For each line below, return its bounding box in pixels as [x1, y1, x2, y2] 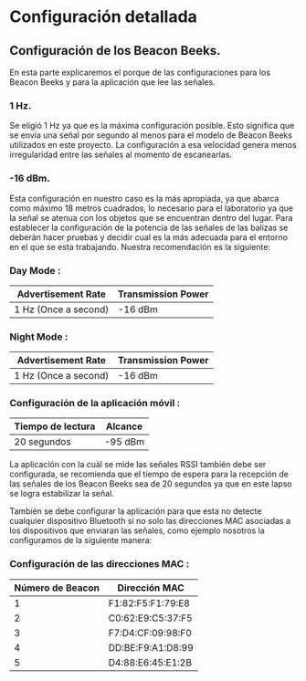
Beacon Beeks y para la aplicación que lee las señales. [9, 77, 216, 88]
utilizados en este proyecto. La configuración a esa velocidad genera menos [9, 140, 297, 151]
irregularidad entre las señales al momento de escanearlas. [9, 149, 233, 161]
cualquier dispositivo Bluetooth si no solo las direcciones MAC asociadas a [9, 516, 290, 527]
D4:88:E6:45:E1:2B [108, 655, 192, 668]
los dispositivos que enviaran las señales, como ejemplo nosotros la [9, 525, 265, 536]
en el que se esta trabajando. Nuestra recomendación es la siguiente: [9, 241, 271, 252]
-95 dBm [103, 435, 144, 448]
